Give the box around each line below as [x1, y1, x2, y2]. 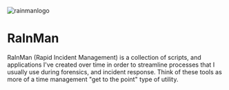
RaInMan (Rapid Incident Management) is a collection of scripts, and [7, 53, 201, 61]
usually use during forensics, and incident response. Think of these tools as [7, 67, 222, 76]
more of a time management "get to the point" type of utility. [7, 75, 179, 83]
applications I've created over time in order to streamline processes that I [7, 60, 215, 69]
